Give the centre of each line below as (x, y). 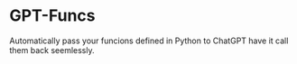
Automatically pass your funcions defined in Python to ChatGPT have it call (149, 41)
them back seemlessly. (52, 50)
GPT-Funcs (52, 16)
